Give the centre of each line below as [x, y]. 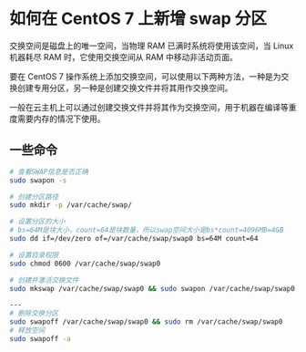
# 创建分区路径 [34, 197]
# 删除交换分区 [34, 314]
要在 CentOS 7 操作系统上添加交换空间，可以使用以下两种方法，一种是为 [145, 76]
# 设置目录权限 [34, 255]
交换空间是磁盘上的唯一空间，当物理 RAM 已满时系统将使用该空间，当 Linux [152, 46]
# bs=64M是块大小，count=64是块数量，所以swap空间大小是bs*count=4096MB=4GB [147, 230]
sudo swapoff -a [40, 338]
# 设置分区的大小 [37, 222]
